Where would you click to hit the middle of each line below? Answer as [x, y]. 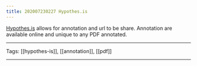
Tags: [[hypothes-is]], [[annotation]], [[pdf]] [59, 51]
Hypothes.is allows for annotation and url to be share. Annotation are [89, 28]
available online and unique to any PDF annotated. [67, 34]
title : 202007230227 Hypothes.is [47, 11]
